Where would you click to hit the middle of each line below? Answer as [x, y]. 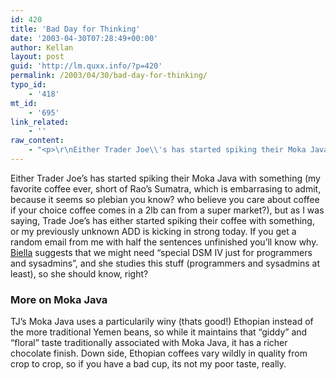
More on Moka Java [59, 299]
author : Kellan [42, 47]
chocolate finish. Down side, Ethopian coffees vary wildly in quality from [159, 353]
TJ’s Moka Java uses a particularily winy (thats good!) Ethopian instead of [162, 322]
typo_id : [28, 85]
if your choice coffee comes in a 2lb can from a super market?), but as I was [167, 210]
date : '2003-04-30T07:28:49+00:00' [84, 38]
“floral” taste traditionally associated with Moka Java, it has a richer [149, 343]
